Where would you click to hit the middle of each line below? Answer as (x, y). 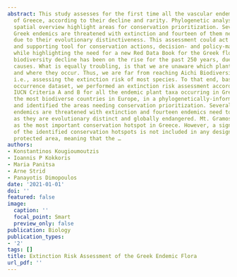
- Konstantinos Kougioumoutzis (53, 152)
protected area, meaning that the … (67, 138)
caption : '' (31, 211)
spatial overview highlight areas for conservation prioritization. (116, 27)
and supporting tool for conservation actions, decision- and (107, 47)
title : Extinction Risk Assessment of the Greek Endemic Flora (102, 257)
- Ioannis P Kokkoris (39, 158)
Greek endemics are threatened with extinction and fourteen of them (118, 33)
